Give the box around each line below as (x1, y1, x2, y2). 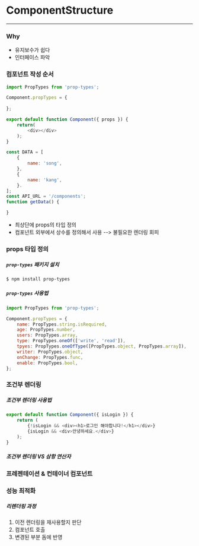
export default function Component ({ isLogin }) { (6, 412, 134, 418)
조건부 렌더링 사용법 (6, 396, 52, 403)
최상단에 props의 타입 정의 (14, 221, 77, 229)
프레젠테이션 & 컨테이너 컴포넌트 (6, 469, 93, 478)
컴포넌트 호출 (14, 526, 46, 534)
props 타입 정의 (6, 245, 49, 253)
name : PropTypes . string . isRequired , (17, 321, 108, 327)
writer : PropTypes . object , (17, 349, 84, 355)
